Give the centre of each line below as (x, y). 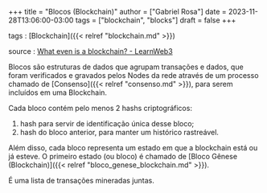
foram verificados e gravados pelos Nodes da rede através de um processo (133, 75)
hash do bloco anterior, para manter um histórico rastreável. (119, 132)
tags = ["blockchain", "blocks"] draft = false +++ (156, 20)
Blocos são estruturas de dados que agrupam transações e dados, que (126, 67)
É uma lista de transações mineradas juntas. (81, 181)
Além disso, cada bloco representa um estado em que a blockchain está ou (133, 148)
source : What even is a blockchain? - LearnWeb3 (90, 51)
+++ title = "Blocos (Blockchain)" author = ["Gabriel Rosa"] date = (117, 12)
